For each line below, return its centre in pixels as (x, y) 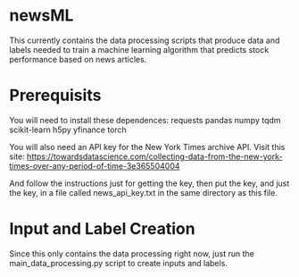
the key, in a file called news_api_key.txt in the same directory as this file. (144, 192)
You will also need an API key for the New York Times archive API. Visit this (147, 147)
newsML (42, 16)
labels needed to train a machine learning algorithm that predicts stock (139, 49)
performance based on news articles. (78, 59)
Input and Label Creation (102, 229)
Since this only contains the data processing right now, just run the (132, 253)
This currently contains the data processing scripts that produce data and (145, 40)
